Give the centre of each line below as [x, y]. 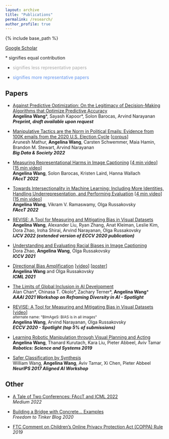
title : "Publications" [29, 15]
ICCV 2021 [24, 256]
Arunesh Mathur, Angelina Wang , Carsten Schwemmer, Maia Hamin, [84, 142]
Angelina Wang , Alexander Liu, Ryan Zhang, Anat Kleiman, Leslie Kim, [86, 225]
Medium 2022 [27, 402]
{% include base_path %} [32, 38]
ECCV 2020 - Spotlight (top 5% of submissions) [64, 327]
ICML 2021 [24, 277]
